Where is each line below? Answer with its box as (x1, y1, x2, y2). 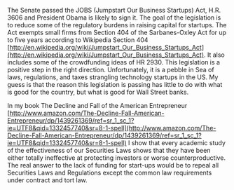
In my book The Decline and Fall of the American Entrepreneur (7, 102, 188, 109)
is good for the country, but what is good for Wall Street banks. (7, 88, 189, 96)
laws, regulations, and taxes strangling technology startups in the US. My (7, 73, 219, 81)
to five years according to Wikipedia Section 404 (7, 36, 149, 44)
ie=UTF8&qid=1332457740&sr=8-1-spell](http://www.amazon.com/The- (7, 124, 216, 132)
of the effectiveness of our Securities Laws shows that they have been (7, 147, 211, 154)
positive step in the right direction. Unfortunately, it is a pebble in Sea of (7, 66, 215, 74)
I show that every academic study (128, 139, 226, 147)
